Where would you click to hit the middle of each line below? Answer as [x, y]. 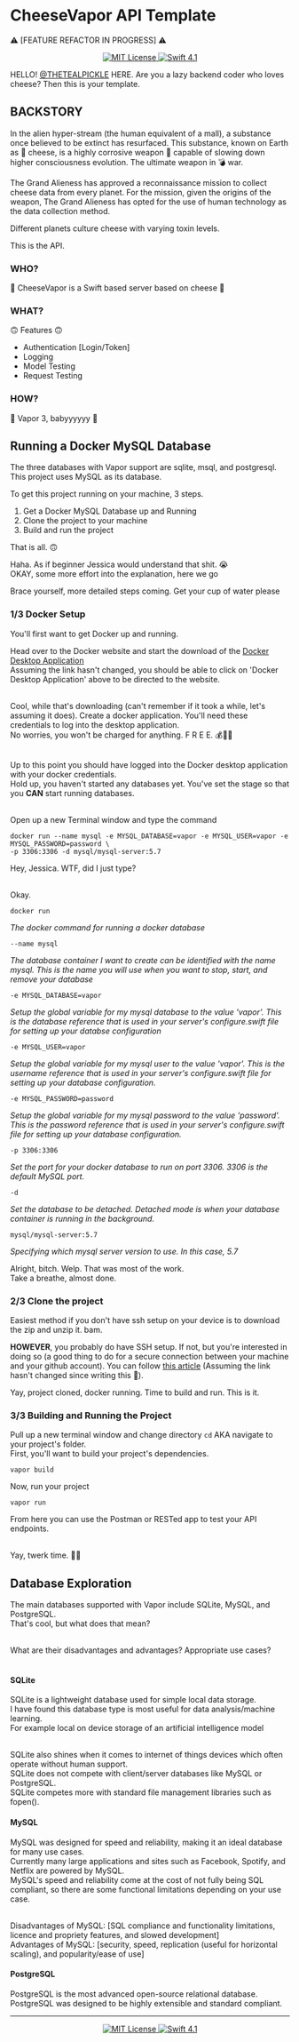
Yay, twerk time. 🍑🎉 [46, 1555]
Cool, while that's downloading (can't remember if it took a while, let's [138, 706]
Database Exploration [71, 1583]
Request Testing [53, 376]
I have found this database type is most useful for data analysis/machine [143, 1709]
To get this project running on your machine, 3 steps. [107, 494]
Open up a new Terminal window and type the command [114, 819]
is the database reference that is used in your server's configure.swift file [145, 1021]
